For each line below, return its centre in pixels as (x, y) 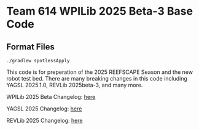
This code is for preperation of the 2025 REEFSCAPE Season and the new (100, 72)
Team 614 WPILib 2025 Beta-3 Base (100, 11)
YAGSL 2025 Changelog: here (44, 109)
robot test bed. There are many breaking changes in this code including (97, 78)
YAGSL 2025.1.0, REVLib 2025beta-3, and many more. (75, 85)
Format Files (31, 47)
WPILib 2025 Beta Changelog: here (51, 97)
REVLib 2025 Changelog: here (45, 121)
